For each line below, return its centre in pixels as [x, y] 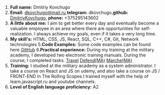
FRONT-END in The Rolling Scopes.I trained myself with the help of [79, 76]
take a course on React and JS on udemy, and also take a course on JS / [85, 71]
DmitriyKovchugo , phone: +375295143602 [54, 18]
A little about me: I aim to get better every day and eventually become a [84, 23]
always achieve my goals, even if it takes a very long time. [96, 34]
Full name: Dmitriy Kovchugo [40, 7]
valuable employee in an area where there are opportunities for [75, 28]
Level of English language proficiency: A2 [54, 87]
